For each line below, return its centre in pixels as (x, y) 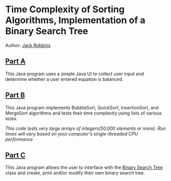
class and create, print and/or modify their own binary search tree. (75, 173)
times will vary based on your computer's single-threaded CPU (72, 133)
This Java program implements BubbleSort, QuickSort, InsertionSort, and (82, 107)
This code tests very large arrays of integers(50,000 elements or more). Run (86, 128)
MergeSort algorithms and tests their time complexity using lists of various (83, 113)
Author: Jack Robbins (28, 45)
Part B (15, 95)
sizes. (11, 118)
